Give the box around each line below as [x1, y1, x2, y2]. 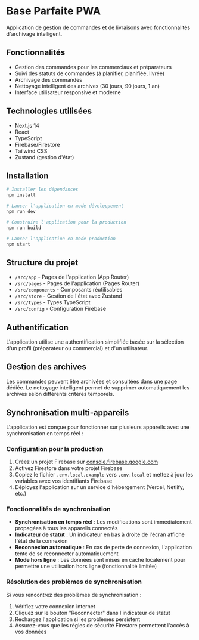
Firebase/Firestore [14, 141, 61, 148]
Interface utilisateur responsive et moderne [14, 88, 121, 96]
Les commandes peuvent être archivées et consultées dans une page [6, 378, 178, 385]
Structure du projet [6, 258, 79, 268]
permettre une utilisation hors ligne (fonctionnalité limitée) [14, 562, 157, 570]
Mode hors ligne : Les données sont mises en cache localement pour [14, 556, 186, 564]
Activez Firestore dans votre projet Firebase [14, 464, 123, 472]
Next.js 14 [14, 122, 40, 129]
